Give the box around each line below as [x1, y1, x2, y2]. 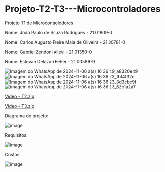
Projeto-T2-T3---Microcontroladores [5, 3, 161, 15]
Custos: [5, 151, 21, 157]
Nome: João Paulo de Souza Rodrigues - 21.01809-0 [5, 29, 112, 35]
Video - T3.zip [5, 103, 35, 109]
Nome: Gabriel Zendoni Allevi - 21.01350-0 [5, 49, 92, 55]
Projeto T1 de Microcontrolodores [5, 20, 73, 26]
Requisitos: [5, 132, 28, 138]
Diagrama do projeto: [5, 113, 49, 119]
